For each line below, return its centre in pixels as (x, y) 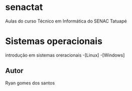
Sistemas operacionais (54, 41)
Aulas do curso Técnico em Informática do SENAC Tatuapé (66, 21)
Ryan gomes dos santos (30, 83)
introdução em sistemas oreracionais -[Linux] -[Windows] (65, 55)
